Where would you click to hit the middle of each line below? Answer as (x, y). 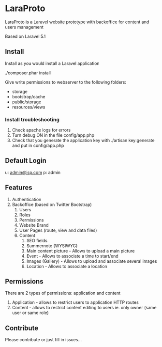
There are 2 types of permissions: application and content (63, 293)
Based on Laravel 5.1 (25, 36)
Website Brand (34, 225)
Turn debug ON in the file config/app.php (53, 135)
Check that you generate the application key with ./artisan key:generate (83, 141)
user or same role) (30, 313)
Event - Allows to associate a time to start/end (72, 256)
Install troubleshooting (32, 119)
